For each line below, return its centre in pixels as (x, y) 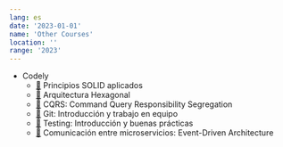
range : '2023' (36, 51)
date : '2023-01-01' (46, 26)
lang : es (25, 17)
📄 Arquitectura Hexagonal (83, 95)
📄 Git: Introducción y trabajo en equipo (107, 114)
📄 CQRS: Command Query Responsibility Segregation (134, 104)
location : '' (33, 42)
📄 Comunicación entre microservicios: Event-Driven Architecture (154, 133)
